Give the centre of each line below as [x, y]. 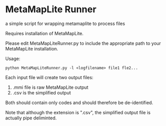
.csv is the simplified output [42, 92]
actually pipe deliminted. [31, 118]
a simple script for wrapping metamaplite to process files [65, 23]
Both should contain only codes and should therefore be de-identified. [79, 103]
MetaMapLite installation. [32, 48]
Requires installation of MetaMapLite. [44, 33]
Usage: [13, 58]
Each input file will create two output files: [49, 77]
